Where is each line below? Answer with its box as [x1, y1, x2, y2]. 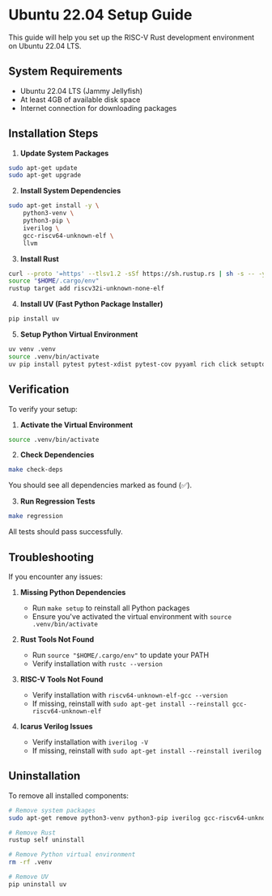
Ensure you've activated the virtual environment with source [32, 611, 232, 621]
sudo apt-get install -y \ [8, 202, 100, 210]
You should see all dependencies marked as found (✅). [8, 480, 193, 490]
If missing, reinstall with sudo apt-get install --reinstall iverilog [32, 745, 261, 755]
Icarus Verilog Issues [19, 721, 93, 731]
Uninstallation [8, 769, 81, 783]
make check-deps [8, 465, 63, 474]
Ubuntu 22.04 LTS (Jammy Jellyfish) [19, 86, 143, 96]
